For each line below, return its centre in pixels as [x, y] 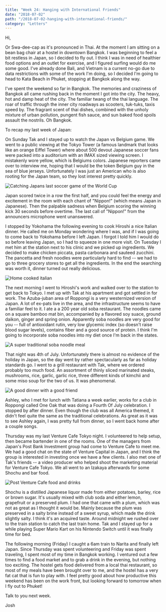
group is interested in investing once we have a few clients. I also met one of [83, 457]
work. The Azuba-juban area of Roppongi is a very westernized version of [81, 298]
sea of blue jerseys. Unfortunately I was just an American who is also [76, 171]
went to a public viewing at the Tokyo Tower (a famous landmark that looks [82, 145]
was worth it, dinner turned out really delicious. [53, 269]
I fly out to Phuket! [24, 586]
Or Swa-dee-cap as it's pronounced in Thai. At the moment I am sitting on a [83, 47]
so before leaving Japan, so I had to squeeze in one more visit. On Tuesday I [83, 242]
